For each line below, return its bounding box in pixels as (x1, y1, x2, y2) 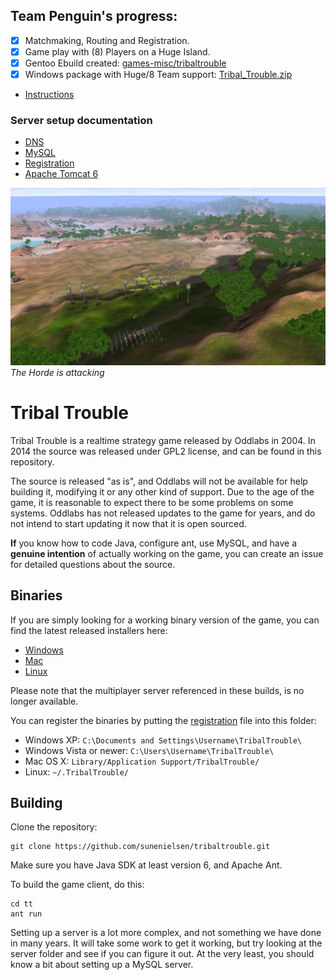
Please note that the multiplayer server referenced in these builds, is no (10, 684, 305, 696)
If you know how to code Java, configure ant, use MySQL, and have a (10, 537, 298, 549)
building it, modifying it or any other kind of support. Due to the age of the (10, 485, 315, 498)
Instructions (24, 89, 75, 101)
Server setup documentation (10, 113, 153, 127)
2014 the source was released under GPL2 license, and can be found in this (10, 445, 322, 457)
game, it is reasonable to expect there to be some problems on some (10, 496, 294, 508)
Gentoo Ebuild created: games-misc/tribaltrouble (24, 57, 227, 69)
